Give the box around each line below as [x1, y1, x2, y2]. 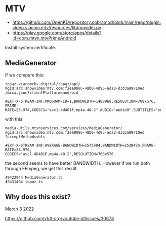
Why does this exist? [5, 193, 71, 201]
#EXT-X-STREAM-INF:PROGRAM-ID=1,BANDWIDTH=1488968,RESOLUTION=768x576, [5, 99, 156, 104]
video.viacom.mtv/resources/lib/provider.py [12, 24, 101, 30]
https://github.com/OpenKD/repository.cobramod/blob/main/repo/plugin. [12, 19, 161, 25]
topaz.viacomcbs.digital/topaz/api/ [5, 81, 81, 86]
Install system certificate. [5, 44, 56, 50]
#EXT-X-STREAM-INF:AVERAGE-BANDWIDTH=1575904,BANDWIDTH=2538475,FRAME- [5, 143, 156, 148]
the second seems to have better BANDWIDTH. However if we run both [5, 160, 150, 166]
